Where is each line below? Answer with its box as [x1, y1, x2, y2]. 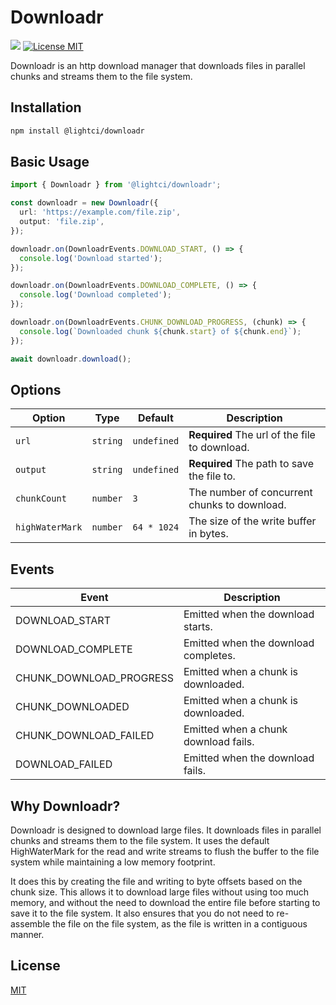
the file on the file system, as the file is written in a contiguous [52, 918, 308, 930]
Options [10, 381, 62, 398]
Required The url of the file [188, 428, 316, 442]
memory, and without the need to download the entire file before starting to [10, 897, 321, 908]
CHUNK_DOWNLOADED [15, 700, 130, 714]
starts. [183, 620, 213, 634]
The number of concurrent [188, 486, 313, 500]
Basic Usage [10, 154, 90, 171]
